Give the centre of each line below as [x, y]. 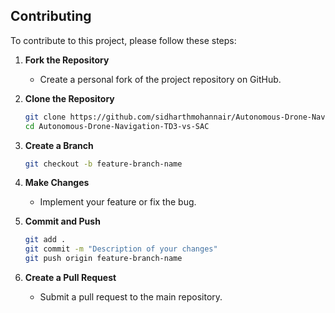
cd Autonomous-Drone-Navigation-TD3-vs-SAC [117, 126]
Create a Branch [59, 145]
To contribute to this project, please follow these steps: [123, 40]
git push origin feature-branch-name [103, 259]
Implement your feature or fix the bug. [118, 202]
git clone [45, 117]
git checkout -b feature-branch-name [103, 164]
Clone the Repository [69, 98]
